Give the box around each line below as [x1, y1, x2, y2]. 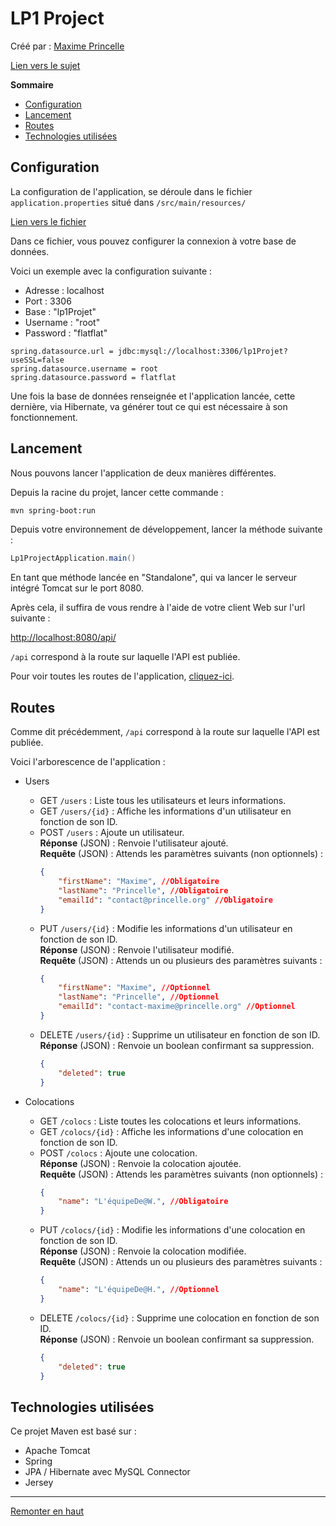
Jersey [24, 1477, 54, 1489]
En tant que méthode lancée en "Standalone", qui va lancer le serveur [10, 572, 297, 584]
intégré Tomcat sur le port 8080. [10, 582, 145, 594]
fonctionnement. [10, 411, 78, 423]
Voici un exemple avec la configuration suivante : [10, 265, 213, 277]
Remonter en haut [10, 1505, 85, 1517]
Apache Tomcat [24, 1445, 91, 1457]
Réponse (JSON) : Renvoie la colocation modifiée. [39, 1245, 247, 1257]
